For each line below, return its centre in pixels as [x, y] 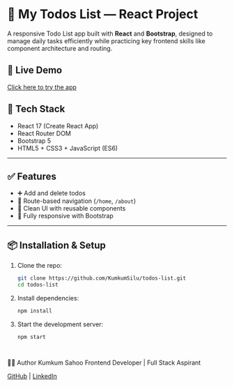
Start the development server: [60, 324]
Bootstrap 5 [34, 141]
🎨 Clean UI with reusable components [71, 208]
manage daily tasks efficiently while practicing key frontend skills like [106, 40]
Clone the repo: [40, 266]
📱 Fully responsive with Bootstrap [65, 216]
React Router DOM [44, 133]
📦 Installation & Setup [57, 245]
